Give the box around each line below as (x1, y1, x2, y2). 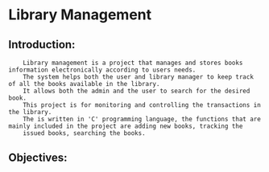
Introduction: (8, 38, 76, 51)
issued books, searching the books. (23, 129, 147, 137)
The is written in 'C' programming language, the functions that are (23, 115, 262, 123)
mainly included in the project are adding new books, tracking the (8, 122, 243, 130)
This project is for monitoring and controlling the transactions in (23, 101, 262, 109)
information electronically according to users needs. (8, 66, 197, 74)
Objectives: (8, 151, 68, 165)
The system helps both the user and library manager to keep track (23, 73, 254, 81)
